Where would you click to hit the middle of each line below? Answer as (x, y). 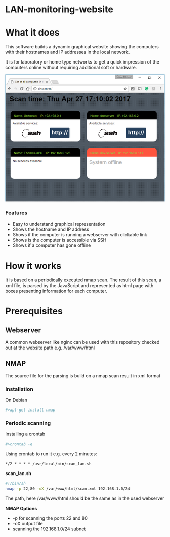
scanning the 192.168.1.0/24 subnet (49, 529)
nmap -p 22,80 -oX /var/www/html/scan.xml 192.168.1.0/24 (68, 489)
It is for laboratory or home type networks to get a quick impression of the (82, 62)
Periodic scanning (28, 423)
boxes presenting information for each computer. (56, 291)
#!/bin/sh (16, 484)
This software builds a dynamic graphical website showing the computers (82, 47)
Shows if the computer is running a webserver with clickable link (80, 235)
